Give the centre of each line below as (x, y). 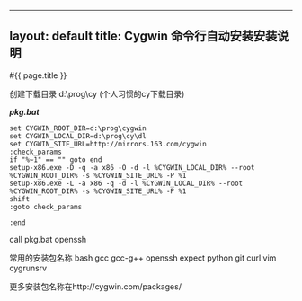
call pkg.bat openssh (48, 239)
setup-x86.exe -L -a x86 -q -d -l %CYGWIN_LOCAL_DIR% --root (126, 183)
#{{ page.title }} (38, 75)
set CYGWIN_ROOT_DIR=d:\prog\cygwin (78, 128)
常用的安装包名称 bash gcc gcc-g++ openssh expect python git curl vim (143, 258)
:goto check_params (46, 207)
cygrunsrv (28, 268)
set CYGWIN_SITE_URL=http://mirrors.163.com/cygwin (108, 144)
